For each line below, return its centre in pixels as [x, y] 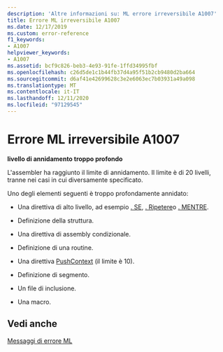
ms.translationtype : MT [42, 85]
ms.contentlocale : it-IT [43, 92]
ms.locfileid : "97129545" [45, 105]
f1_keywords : [26, 40]
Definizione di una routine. [55, 247]
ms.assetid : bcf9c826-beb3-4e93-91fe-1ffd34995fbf [82, 66]
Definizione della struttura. [56, 220]
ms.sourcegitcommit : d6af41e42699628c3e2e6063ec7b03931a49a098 [101, 79]
